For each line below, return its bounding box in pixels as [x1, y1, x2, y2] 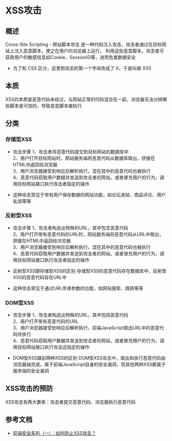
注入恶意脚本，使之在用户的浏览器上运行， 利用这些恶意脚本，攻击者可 [14, 48, 164, 54]
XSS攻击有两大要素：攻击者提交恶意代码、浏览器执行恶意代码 [5, 399, 136, 405]
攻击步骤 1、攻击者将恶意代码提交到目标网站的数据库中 [12, 149, 129, 155]
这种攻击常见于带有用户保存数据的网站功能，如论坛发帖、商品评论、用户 [12, 191, 166, 198]
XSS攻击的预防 [5, 384, 53, 393]
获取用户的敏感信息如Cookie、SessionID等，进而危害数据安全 [5, 54, 136, 60]
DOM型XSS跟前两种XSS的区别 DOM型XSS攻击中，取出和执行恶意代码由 [12, 355, 166, 361]
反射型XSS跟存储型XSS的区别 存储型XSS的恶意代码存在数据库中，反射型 [12, 268, 167, 274]
